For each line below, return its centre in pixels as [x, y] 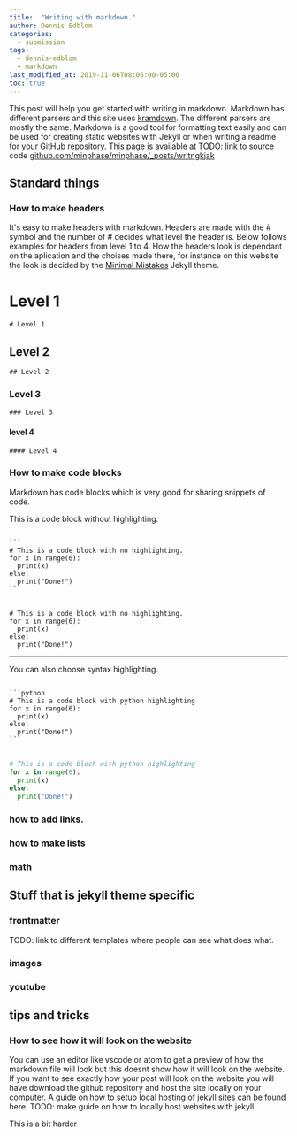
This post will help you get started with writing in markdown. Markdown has [147, 108]
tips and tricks [49, 1015]
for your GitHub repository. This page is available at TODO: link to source [142, 146]
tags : [19, 50]
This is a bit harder [43, 1124]
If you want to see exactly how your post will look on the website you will [142, 1078]
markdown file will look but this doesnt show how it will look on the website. [147, 1069]
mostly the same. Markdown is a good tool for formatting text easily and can [148, 127]
